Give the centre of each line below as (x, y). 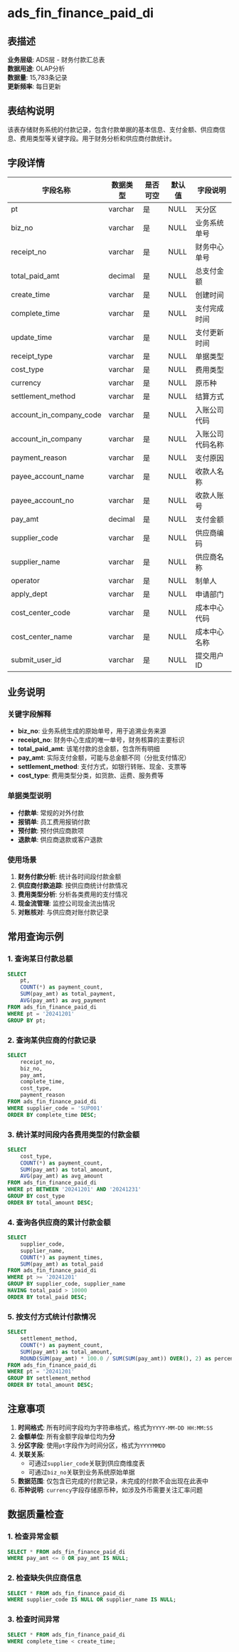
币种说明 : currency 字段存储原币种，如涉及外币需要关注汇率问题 (110, 1490)
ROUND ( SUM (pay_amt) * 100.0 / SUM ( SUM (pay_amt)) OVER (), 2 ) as (116, 1358)
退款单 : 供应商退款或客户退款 (60, 840)
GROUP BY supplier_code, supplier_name (67, 1284)
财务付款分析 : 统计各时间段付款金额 (69, 876)
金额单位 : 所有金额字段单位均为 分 (66, 1436)
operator (26, 580)
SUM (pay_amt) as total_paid (62, 1264)
